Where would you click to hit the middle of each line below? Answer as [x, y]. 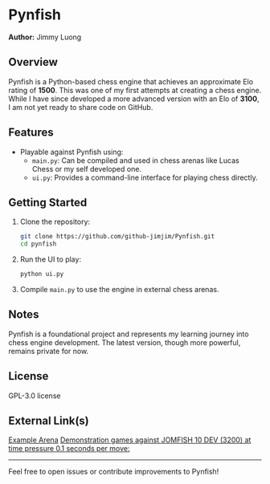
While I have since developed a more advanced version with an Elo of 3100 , [134, 99]
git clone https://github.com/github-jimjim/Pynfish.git [117, 237]
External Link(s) [49, 421]
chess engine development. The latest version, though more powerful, [125, 342]
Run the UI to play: [51, 259]
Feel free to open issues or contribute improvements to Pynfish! [114, 472]
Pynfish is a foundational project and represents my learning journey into [129, 334]
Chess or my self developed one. [87, 169]
